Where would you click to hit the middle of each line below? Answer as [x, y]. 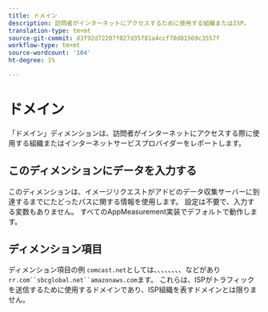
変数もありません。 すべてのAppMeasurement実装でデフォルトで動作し [132, 211]
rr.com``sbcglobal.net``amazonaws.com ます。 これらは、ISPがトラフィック [131, 280]
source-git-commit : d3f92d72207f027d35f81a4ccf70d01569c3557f [114, 38]
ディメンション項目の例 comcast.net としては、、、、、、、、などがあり [115, 270]
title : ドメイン [33, 16]
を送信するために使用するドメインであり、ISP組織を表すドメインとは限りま [133, 290]
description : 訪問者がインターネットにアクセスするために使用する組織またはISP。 [129, 23]
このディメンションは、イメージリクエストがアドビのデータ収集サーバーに [131, 191]
